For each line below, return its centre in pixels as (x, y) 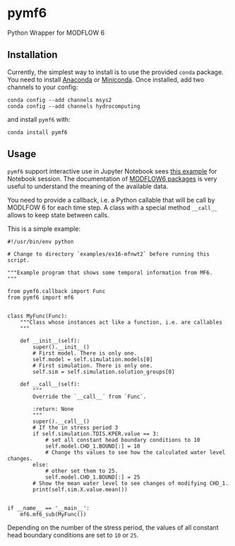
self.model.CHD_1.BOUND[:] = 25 (92, 477)
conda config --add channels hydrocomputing (74, 106)
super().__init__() (61, 347)
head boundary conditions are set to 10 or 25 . (73, 535)
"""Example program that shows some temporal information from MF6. (110, 273)
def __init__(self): (50, 341)
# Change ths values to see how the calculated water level (135, 452)
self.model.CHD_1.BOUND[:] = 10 (92, 446)
